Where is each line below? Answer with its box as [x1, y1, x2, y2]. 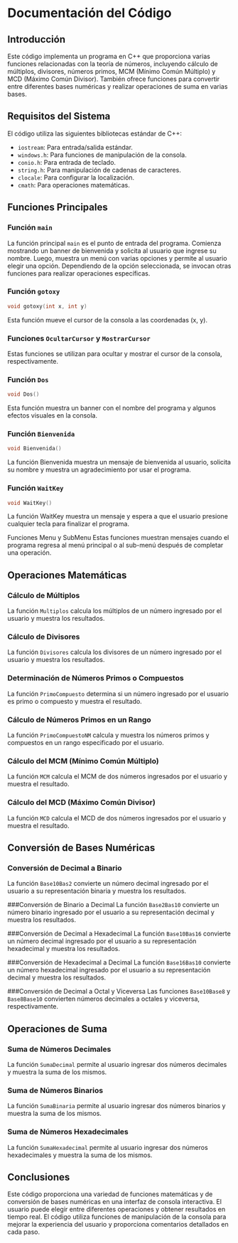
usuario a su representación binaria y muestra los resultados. [7, 886, 187, 896]
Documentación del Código [7, 5, 172, 21]
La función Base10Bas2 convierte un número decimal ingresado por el [7, 879, 209, 888]
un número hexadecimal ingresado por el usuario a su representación [7, 966, 211, 975]
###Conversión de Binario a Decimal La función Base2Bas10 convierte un [7, 901, 220, 909]
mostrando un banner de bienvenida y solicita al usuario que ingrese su [7, 246, 217, 255]
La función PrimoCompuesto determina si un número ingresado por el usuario [7, 689, 229, 698]
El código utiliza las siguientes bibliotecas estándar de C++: [7, 129, 183, 138]
